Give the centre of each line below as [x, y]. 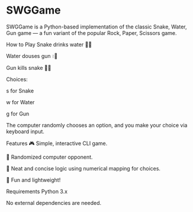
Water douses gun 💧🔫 [32, 56]
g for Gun [18, 114]
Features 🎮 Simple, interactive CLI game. [57, 143]
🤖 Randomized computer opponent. [49, 157]
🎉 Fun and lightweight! [33, 180]
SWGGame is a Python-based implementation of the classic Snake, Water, [97, 27]
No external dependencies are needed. [54, 203]
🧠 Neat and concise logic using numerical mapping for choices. [83, 168]
